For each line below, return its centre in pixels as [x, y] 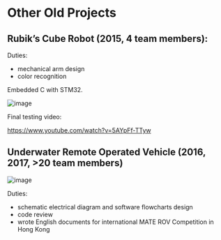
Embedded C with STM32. [45, 90]
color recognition [42, 76]
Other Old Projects [62, 13]
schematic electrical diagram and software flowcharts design [105, 207]
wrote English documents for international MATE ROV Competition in [115, 222]
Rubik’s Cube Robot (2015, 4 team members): [108, 39]
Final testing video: [35, 117]
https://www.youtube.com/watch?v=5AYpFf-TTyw [79, 130]
